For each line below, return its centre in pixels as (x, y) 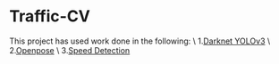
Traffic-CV (50, 16)
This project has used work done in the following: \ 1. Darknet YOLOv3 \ (140, 41)
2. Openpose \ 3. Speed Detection (70, 50)
